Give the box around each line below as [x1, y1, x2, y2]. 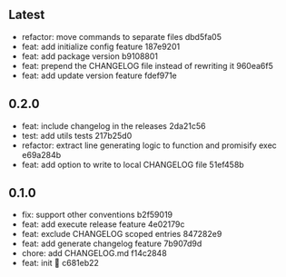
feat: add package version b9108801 [21, 50, 159, 62]
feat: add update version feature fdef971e [21, 70, 178, 81]
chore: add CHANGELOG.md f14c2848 [21, 248, 167, 259]
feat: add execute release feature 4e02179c [21, 219, 185, 230]
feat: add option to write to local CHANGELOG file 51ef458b [21, 159, 244, 170]
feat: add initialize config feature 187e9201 [21, 41, 181, 52]
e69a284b [21, 149, 61, 160]
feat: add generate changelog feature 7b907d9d [21, 238, 202, 249]
